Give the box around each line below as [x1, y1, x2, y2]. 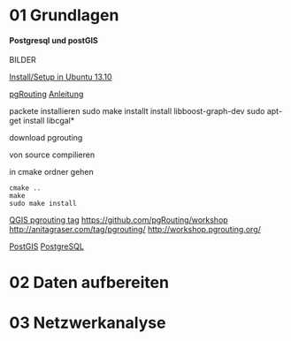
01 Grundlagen [9, 5, 119, 26]
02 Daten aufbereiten [9, 272, 170, 292]
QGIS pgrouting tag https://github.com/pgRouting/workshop [9, 215, 228, 225]
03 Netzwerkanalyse [9, 313, 166, 332]
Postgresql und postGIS [9, 34, 99, 45]
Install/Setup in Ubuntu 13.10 [9, 72, 112, 82]
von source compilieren [9, 149, 96, 160]
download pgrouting [9, 133, 83, 143]
